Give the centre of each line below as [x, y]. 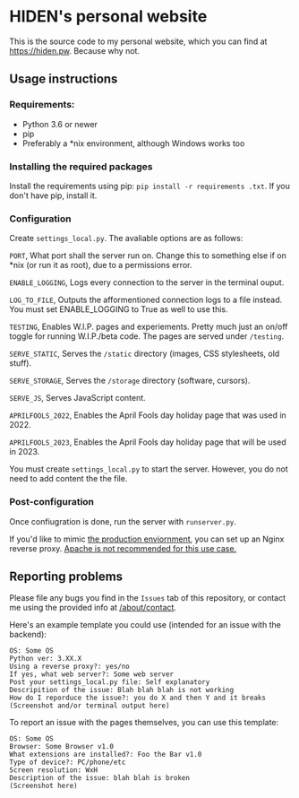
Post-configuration [52, 502]
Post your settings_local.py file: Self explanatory [110, 682]
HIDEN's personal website [108, 17]
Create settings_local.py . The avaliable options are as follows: [126, 239]
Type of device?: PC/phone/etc [68, 763]
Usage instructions [64, 79]
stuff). [21, 363]
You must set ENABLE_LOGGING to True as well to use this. [119, 309]
